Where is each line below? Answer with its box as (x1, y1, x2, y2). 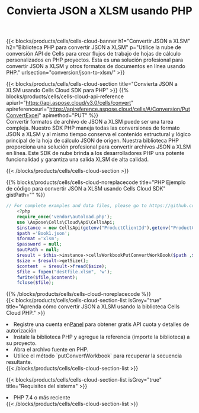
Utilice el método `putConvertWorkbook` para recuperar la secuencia (14, 352, 182, 359)
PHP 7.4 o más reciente (14, 394, 70, 401)
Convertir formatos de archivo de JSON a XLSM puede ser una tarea (6, 118, 174, 125)
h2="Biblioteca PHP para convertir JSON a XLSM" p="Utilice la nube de (6, 44, 182, 51)
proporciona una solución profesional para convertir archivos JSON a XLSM (6, 143, 191, 150)
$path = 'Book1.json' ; (17, 230, 70, 236)
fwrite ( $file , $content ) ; (17, 274, 78, 280)
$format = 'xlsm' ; (17, 235, 60, 242)
